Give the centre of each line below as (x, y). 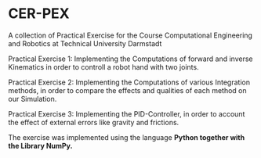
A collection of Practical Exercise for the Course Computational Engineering (130, 35)
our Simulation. (33, 99)
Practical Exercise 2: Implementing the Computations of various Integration (129, 82)
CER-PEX (39, 14)
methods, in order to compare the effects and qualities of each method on (127, 90)
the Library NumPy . (40, 145)
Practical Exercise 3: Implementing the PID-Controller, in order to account (127, 113)
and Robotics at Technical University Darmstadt (85, 43)
